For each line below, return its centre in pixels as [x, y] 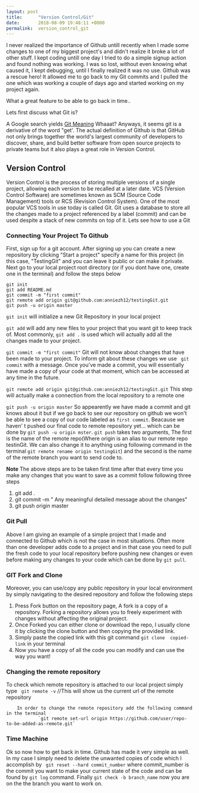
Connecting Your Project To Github [57, 236]
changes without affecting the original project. [71, 618]
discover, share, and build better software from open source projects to [94, 143]
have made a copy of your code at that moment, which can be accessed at [98, 371]
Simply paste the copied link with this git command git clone [90, 637]
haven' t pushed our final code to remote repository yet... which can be [93, 426]
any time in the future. [33, 378]
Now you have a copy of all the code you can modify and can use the [99, 650]
